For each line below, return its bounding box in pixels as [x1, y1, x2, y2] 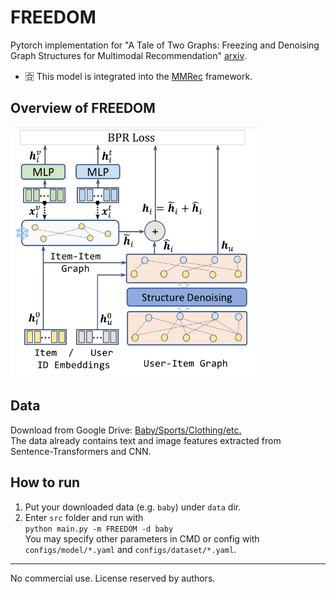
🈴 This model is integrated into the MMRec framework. [24, 70, 253, 82]
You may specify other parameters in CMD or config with [24, 532, 260, 545]
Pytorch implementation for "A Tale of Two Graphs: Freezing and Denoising [10, 39, 320, 51]
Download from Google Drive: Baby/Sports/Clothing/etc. [10, 424, 242, 436]
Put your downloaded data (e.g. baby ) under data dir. [24, 501, 242, 513]
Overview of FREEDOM [10, 100, 156, 117]
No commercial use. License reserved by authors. [10, 572, 216, 584]
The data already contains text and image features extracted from [10, 434, 282, 446]
